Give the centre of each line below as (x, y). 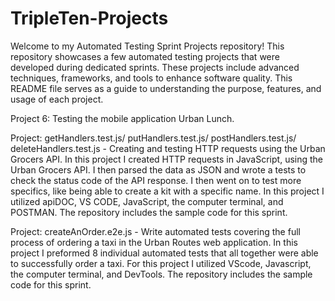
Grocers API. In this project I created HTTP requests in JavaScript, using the (167, 159)
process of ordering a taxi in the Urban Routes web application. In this (154, 242)
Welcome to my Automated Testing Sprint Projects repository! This (147, 46)
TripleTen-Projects (89, 18)
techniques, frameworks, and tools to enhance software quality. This (151, 78)
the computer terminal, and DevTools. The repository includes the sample (161, 274)
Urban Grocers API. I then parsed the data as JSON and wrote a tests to (158, 169)
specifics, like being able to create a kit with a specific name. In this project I (167, 191)
